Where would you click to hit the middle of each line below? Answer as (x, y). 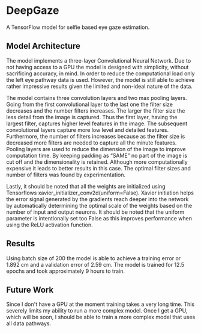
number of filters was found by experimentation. (66, 175)
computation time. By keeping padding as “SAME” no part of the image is (97, 155)
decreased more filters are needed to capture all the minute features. (91, 143)
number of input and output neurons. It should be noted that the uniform (95, 212)
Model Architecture (43, 46)
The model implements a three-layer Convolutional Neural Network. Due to (99, 60)
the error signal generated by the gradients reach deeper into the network (97, 199)
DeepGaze (33, 11)
